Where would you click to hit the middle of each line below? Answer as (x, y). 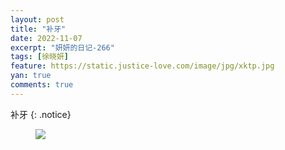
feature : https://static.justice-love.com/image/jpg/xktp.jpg (142, 66)
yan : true (31, 76)
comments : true (42, 85)
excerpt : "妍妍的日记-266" (62, 47)
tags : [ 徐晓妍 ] (40, 57)
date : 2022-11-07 (46, 38)
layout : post (37, 19)
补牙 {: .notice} (41, 114)
